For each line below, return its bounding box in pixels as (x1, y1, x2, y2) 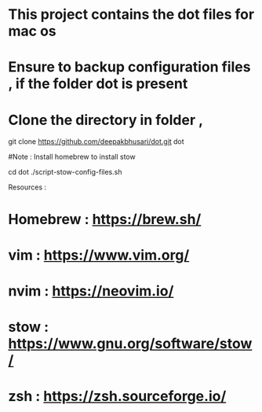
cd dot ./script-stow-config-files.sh (8, 167, 122, 177)
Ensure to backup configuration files (8, 58, 251, 76)
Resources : (8, 182, 47, 192)
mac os (8, 22, 56, 40)
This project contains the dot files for (8, 6, 255, 24)
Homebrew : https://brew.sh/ (8, 210, 202, 228)
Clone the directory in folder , (8, 111, 204, 129)
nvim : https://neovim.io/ (8, 281, 174, 300)
